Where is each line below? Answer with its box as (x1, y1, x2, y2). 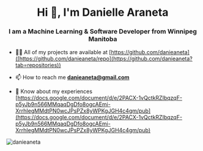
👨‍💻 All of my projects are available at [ (15, 49, 111, 56)
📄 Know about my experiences (15, 88, 93, 95)
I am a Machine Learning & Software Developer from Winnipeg (8, 27, 197, 36)
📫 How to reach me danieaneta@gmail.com (15, 74, 130, 81)
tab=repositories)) (15, 61, 61, 69)
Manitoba (88, 35, 117, 43)
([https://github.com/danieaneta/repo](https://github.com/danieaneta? (15, 55, 193, 63)
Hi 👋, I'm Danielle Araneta (37, 5, 169, 19)
